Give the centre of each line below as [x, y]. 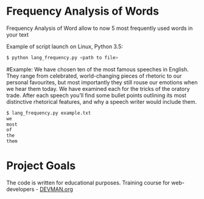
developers [20, 189]
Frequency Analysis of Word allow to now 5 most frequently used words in [100, 28]
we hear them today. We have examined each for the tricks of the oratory [98, 89]
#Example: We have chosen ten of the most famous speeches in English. [97, 69]
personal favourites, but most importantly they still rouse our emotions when [102, 82]
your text [18, 34]
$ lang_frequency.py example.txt [49, 113]
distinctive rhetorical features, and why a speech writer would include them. [101, 101]
